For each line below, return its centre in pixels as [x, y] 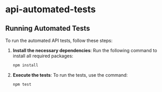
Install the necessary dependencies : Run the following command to [85, 50]
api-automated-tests [51, 9]
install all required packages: [43, 56]
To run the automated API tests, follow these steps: [59, 40]
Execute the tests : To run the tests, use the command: [70, 75]
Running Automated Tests [48, 28]
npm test [22, 84]
